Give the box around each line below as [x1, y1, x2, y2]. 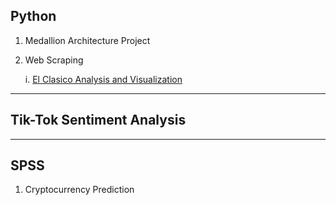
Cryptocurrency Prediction [24, 184, 135, 196]
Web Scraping [24, 54, 84, 66]
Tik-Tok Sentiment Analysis [10, 112, 187, 129]
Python [10, 8, 57, 25]
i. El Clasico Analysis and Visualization [24, 73, 183, 85]
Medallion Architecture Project [24, 34, 151, 46]
